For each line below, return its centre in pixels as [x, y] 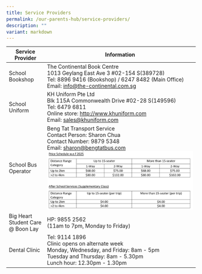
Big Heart [20, 216]
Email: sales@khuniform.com [83, 120]
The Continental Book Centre [83, 67]
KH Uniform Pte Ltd [71, 94]
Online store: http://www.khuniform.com [97, 113]
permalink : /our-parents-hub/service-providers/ [68, 19]
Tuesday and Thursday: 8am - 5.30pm [95, 256]
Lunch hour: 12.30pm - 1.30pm [87, 263]
